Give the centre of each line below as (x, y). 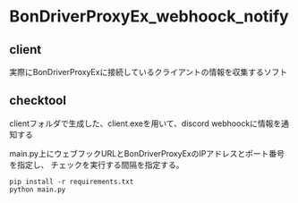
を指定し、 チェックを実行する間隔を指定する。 (97, 165)
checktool (38, 101)
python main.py (38, 190)
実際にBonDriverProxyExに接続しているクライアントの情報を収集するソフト (149, 72)
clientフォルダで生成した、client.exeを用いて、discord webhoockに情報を (145, 123)
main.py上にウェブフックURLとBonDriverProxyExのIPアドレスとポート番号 (147, 153)
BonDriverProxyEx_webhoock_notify (149, 17)
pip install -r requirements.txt (72, 182)
